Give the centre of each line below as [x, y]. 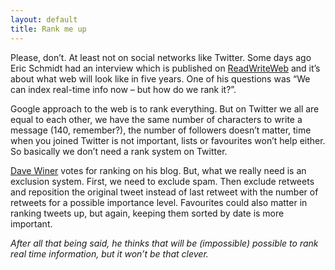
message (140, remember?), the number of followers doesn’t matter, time [161, 130]
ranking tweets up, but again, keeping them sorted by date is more [147, 213]
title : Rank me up [48, 29]
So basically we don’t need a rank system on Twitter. [119, 151]
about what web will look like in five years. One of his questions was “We [160, 78]
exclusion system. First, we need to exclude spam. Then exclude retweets [162, 181]
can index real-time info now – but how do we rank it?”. [123, 89]
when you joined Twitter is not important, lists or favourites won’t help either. [168, 140]
